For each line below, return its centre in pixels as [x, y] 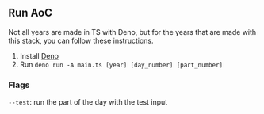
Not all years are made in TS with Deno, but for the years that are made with [132, 32]
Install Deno [39, 55]
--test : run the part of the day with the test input [88, 102]
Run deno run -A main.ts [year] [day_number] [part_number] [121, 64]
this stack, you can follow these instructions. [81, 40]
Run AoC [31, 13]
